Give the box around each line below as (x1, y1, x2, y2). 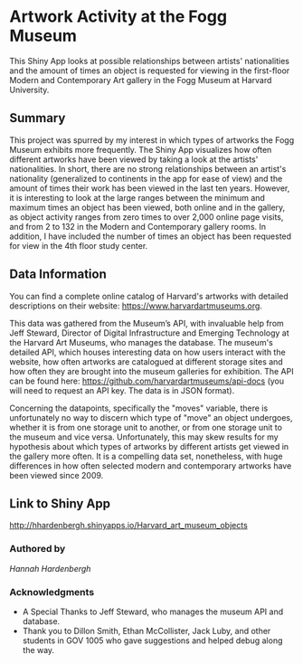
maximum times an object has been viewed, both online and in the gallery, (9, 202, 286, 213)
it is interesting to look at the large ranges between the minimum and (9, 192, 265, 203)
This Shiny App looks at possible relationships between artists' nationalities (9, 55, 289, 66)
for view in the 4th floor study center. (9, 240, 148, 251)
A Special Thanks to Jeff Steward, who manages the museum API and (22, 606, 283, 617)
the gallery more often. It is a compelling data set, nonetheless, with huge (9, 451, 283, 461)
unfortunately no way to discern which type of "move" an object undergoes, (9, 412, 293, 422)
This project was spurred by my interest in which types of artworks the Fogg (9, 134, 295, 146)
